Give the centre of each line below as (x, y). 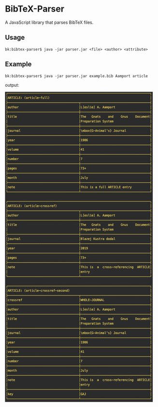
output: (12, 85)
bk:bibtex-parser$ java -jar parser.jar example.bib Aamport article (77, 76)
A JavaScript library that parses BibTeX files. (49, 22)
